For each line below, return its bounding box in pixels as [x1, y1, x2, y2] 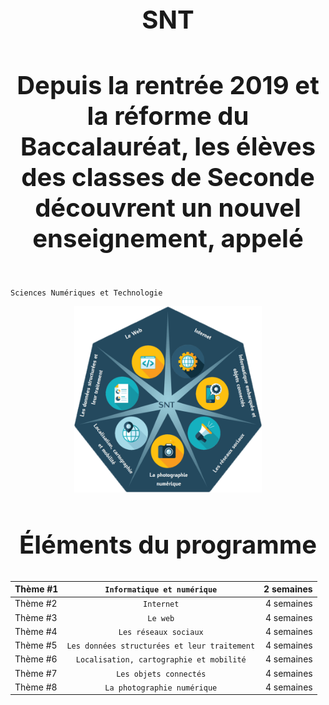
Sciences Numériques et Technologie [10, 288, 163, 298]
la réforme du [86, 100, 250, 132]
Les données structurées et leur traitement [66, 641, 256, 652]
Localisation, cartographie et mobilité [75, 655, 247, 665]
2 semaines [263, 583, 313, 595]
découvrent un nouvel [34, 192, 302, 223]
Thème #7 [14, 667, 58, 679]
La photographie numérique [104, 683, 218, 693]
